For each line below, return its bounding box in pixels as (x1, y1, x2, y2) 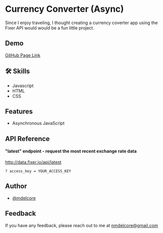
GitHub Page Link (5, 52, 41, 58)
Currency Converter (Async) (5, 3, 124, 15)
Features (5, 107, 33, 116)
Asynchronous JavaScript (12, 120, 65, 126)
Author (5, 182, 27, 190)
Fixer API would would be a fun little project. (5, 25, 94, 30)
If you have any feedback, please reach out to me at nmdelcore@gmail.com (5, 222, 159, 228)
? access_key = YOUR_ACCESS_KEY (5, 169, 71, 174)
